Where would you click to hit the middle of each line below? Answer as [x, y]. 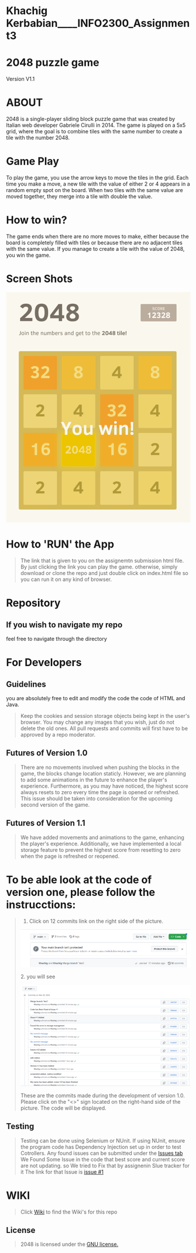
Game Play [33, 161]
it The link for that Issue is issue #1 [62, 1172]
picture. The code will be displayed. [63, 1108]
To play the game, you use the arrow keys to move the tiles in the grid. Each [97, 178]
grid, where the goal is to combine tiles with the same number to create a [94, 132]
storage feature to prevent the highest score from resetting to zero [100, 849]
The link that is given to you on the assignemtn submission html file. [102, 561]
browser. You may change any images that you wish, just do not [97, 722]
